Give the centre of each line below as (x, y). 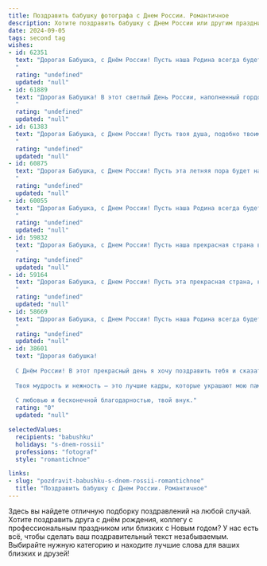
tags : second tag (37, 38)
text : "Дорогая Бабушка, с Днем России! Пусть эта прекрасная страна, (135, 282)
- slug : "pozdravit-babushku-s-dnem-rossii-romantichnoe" (106, 481)
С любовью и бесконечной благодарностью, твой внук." (106, 400)
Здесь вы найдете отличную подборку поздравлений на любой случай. (130, 511)
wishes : (21, 45)
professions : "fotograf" (56, 452)
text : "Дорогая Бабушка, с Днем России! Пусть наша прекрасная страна (135, 245)
